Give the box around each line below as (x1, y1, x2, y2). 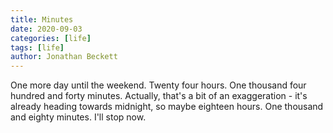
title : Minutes (10, 14, 74, 25)
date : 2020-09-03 (10, 24, 83, 34)
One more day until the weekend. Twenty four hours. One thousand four (10, 79, 307, 91)
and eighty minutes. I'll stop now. (10, 111, 147, 123)
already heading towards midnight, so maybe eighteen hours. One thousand (10, 101, 324, 113)
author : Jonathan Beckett (10, 52, 118, 62)
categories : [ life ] (10, 33, 92, 43)
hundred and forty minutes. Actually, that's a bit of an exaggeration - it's (10, 90, 308, 102)
